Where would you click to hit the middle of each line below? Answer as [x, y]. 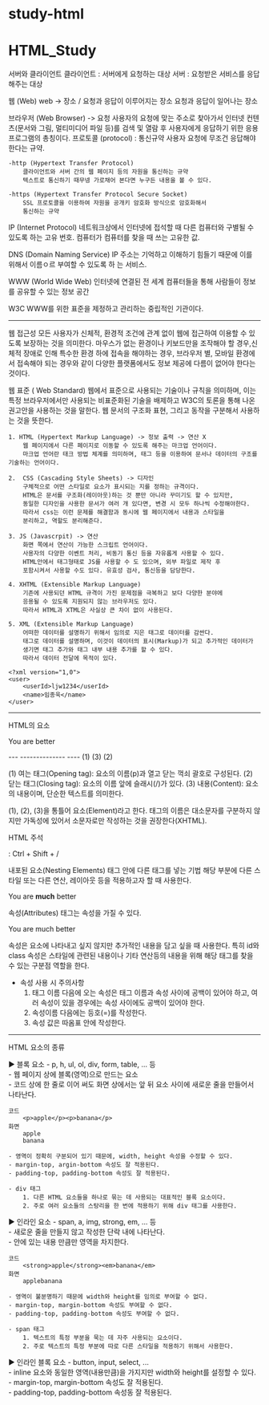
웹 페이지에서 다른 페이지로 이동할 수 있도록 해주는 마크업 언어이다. [120, 446]
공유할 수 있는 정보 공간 [53, 292]
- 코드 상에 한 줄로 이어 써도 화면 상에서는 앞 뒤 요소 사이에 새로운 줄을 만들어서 [131, 1085]
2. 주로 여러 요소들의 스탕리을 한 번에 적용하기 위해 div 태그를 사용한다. [130, 1206]
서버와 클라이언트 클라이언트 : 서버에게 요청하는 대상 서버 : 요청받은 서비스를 [127, 74]
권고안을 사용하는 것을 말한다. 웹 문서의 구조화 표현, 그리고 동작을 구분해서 [123, 411]
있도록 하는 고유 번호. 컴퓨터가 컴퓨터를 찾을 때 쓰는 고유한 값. [104, 238]
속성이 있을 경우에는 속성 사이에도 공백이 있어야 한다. [123, 1003]
